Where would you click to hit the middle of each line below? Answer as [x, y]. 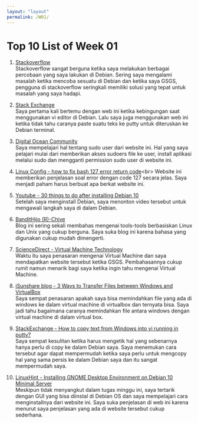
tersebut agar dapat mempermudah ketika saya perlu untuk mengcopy [101, 354]
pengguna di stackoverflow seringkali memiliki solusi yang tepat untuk [100, 87]
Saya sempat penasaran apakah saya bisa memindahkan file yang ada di [103, 298]
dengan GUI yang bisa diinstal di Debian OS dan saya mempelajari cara [101, 396]
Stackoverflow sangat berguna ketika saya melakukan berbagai [92, 69]
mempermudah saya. [41, 366]
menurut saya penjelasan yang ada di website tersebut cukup [90, 409]
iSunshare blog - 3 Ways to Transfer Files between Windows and [94, 286]
